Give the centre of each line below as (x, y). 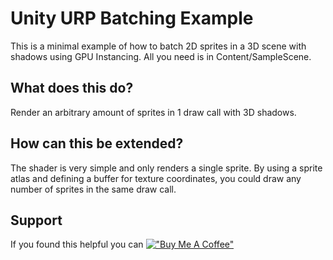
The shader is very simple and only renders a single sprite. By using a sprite (166, 168)
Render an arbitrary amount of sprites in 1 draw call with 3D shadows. (153, 112)
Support (36, 220)
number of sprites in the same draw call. (93, 189)
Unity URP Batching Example (132, 18)
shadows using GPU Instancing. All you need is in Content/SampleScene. (161, 56)
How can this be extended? (97, 143)
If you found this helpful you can (77, 244)
